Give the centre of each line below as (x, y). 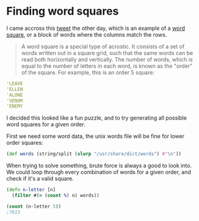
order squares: (25, 143)
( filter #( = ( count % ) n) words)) (56, 196)
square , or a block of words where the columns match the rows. (87, 34)
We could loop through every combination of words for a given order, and (99, 172)
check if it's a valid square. (40, 179)
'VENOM (15, 101)
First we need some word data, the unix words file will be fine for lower (96, 136)
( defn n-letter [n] (31, 190)
